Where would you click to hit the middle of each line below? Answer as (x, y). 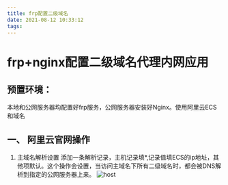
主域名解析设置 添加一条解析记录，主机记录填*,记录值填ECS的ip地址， (115, 158)
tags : (15, 26)
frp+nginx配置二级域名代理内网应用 (108, 62)
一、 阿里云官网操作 (48, 139)
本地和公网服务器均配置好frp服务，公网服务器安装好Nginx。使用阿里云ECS (112, 108)
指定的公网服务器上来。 (62, 175)
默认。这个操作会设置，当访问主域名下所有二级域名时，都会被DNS (122, 166)
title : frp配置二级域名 (38, 13)
